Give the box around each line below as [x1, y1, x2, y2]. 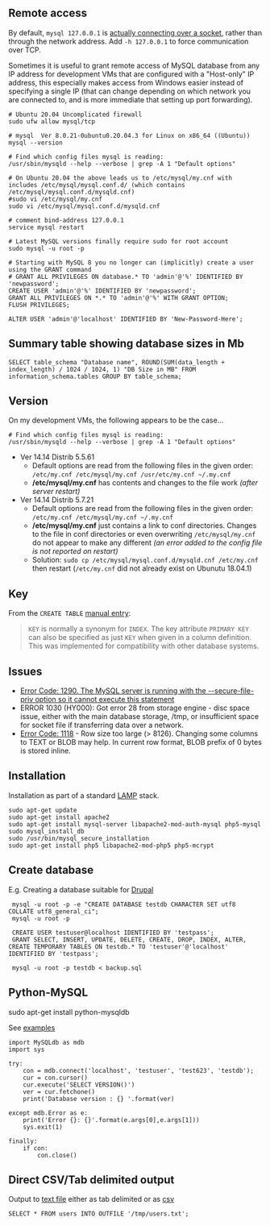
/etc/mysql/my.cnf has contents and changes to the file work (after [31, 478, 258, 488]
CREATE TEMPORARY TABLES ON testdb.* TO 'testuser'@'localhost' [8, 942, 229, 950]
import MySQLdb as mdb [8, 1038, 85, 1046]
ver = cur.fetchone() [23, 1087, 95, 1095]
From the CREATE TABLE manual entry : [8, 609, 131, 618]
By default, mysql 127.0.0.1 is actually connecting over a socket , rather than [8, 27, 263, 37]
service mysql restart [8, 223, 85, 231]
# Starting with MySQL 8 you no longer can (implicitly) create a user [8, 258, 254, 267]
